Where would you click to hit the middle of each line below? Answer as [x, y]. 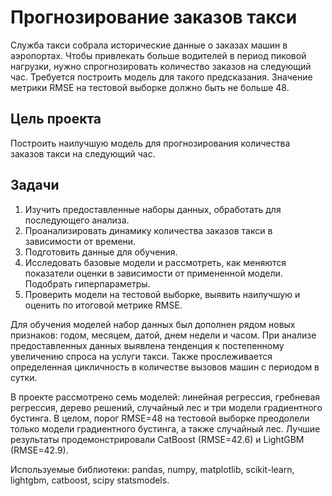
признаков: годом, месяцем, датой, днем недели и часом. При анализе [163, 335]
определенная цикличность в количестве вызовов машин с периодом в [165, 367]
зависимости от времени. [80, 241]
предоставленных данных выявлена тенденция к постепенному [147, 345]
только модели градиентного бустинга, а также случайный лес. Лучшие [165, 428]
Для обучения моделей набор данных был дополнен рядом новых [153, 324]
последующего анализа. [77, 220]
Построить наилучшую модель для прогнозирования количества [150, 143]
